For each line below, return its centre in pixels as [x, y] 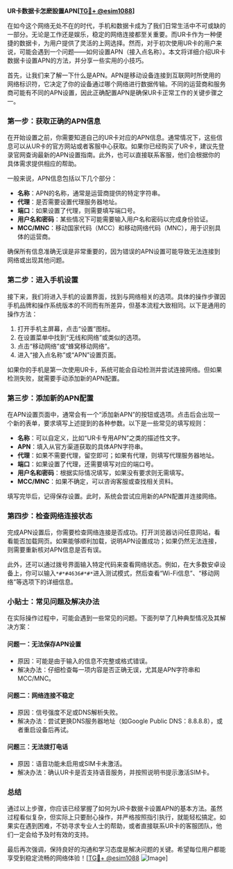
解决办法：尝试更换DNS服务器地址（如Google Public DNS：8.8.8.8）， [117, 721]
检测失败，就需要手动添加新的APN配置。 [65, 378]
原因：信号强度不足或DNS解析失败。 [69, 712]
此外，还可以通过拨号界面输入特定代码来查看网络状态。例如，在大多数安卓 [113, 565]
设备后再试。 [54, 729]
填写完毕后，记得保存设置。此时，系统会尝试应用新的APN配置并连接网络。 [114, 496]
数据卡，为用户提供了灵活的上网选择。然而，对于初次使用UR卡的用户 [118, 43]
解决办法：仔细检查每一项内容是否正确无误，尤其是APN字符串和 [109, 669]
